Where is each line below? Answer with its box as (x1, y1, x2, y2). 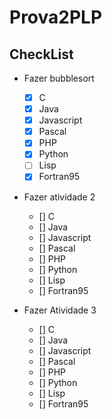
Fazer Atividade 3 (23, 304, 97, 316)
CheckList (9, 46, 74, 63)
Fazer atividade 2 (23, 191, 96, 203)
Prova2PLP (9, 6, 103, 29)
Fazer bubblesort (23, 72, 95, 84)
